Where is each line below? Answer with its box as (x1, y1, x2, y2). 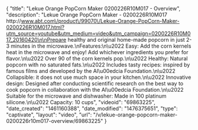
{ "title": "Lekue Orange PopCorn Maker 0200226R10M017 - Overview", (6, 5, 181, 12)
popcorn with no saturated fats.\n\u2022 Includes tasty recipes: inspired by (6, 61, 190, 68)
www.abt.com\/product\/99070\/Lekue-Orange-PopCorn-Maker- (21, 18, 180, 24)
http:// (6, 18, 22, 24)
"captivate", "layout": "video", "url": (6, 111, 92, 118)
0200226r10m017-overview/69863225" (6, 118, 103, 124)
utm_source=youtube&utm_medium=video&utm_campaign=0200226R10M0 (6, 30, 191, 37)
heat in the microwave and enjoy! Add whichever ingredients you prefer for (6, 49, 189, 55)
